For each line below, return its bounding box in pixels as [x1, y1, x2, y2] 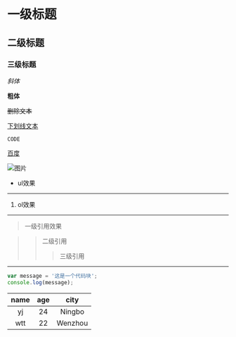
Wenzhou [56, 318, 88, 328]
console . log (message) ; [7, 279, 74, 286]
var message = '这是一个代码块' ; [7, 272, 98, 279]
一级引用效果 [24, 222, 62, 230]
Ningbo [60, 307, 85, 317]
